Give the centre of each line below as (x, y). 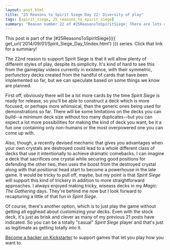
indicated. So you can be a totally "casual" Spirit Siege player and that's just (84, 222)
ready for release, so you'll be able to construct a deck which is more (77, 101)
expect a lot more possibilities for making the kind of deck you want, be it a (83, 122)
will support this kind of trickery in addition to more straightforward (75, 180)
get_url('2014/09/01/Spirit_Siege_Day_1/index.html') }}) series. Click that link (84, 44)
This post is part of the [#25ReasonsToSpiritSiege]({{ (60, 38)
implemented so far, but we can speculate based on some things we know (83, 80)
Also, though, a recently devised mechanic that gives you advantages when (84, 143)
